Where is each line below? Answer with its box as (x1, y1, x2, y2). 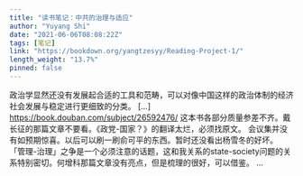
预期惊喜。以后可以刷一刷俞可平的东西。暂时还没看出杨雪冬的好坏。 (24, 134, 278, 145)
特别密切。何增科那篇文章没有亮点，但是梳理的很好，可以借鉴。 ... (16, 157, 264, 168)
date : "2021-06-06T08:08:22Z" (9, 30, 124, 39)
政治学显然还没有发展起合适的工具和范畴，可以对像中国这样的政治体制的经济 (9, 89, 294, 100)
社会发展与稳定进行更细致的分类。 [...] (9, 100, 151, 111)
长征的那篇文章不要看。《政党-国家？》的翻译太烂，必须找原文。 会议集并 (9, 123, 280, 134)
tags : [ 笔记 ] (9, 38, 56, 48)
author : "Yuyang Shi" (9, 22, 91, 31)
